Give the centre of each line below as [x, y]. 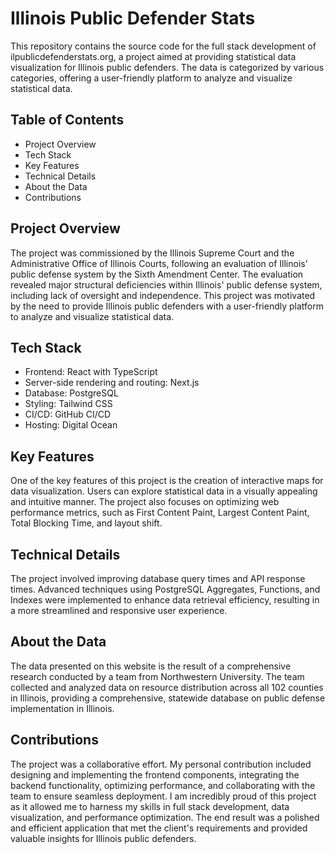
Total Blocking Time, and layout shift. [86, 523]
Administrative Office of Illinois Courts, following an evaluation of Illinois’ [159, 263]
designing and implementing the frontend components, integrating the [155, 774]
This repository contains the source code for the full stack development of [163, 46]
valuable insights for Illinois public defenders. [103, 838]
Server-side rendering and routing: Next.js [112, 383]
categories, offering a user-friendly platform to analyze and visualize [151, 78]
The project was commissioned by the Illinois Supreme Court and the [152, 253]
